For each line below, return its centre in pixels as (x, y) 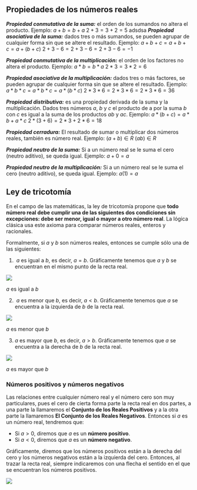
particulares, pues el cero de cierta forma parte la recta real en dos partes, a (98, 403)
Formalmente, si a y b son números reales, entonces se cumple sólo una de (98, 242)
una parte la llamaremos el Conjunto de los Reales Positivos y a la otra (92, 409)
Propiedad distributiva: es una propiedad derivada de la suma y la (87, 102)
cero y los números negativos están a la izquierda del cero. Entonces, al (93, 457)
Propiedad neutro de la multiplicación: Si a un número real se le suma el (95, 167)
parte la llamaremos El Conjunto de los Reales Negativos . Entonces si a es (97, 416)
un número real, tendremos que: (45, 422)
